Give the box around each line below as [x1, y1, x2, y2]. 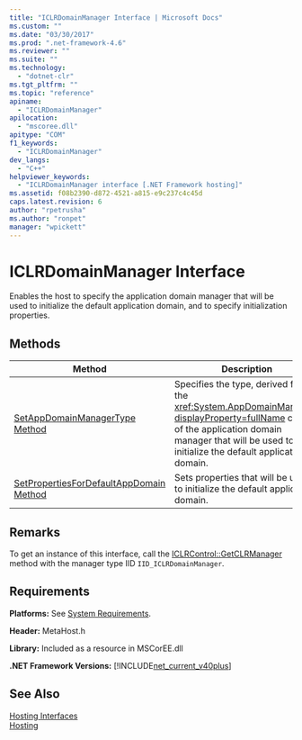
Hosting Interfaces [9, 710, 78, 721]
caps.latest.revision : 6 [9, 197, 102, 207]
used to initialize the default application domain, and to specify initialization [9, 301, 288, 311]
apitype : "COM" [9, 131, 67, 140]
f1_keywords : [9, 139, 58, 148]
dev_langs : [9, 155, 50, 165]
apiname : [9, 96, 42, 106]
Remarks [9, 524, 61, 540]
